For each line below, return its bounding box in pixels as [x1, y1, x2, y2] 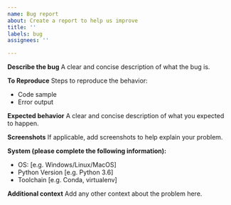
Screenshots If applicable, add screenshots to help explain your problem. [7, 133, 223, 142]
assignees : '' [7, 37, 50, 44]
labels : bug [7, 30, 43, 38]
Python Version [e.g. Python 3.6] [17, 168, 114, 177]
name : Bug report [7, 10, 59, 18]
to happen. [7, 119, 39, 128]
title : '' [7, 23, 37, 31]
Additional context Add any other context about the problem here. [7, 189, 203, 198]
